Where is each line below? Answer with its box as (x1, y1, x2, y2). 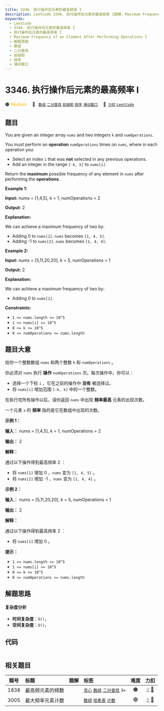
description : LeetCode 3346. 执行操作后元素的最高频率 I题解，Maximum (5, 12, 141, 17)
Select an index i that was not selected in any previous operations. (12, 156, 147, 162)
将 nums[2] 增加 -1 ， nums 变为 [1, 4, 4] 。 (12, 476, 99, 482)
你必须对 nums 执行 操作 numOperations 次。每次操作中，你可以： (5, 370, 134, 376)
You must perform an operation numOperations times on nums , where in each (5, 141, 158, 147)
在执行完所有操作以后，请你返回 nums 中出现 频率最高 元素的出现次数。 (5, 397, 147, 403)
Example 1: (5, 185, 28, 191)
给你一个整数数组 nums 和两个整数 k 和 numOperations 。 (5, 359, 116, 365)
